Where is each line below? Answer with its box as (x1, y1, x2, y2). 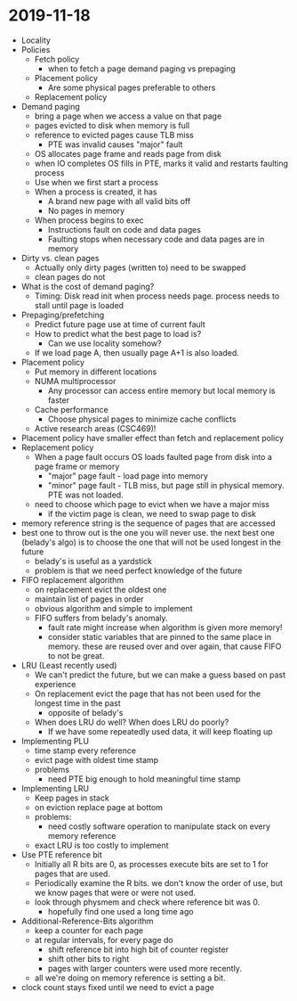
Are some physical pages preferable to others (47, 82, 216, 93)
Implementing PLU (20, 735, 90, 746)
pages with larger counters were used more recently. (47, 963, 242, 973)
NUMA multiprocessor (34, 375, 116, 386)
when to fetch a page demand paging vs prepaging (47, 63, 237, 74)
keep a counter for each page (34, 924, 144, 936)
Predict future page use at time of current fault (34, 318, 205, 330)
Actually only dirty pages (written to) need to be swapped (34, 262, 246, 273)
